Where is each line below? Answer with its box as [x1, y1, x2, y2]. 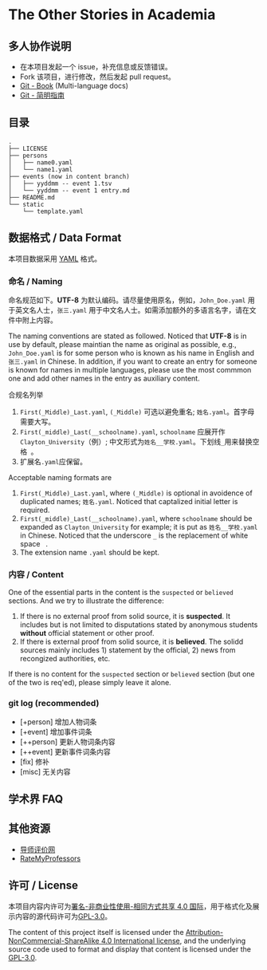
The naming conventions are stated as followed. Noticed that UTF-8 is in [8, 331, 247, 341]
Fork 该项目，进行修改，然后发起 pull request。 [19, 72, 175, 81]
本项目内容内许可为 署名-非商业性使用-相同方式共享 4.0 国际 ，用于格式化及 [8, 901, 253, 911]
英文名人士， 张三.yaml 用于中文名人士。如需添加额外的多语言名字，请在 [14, 305, 249, 314]
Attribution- [185, 927, 224, 936]
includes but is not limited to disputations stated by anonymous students [19, 620, 258, 629]
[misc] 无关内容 [19, 767, 71, 776]
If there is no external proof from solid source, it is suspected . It [19, 612, 231, 621]
